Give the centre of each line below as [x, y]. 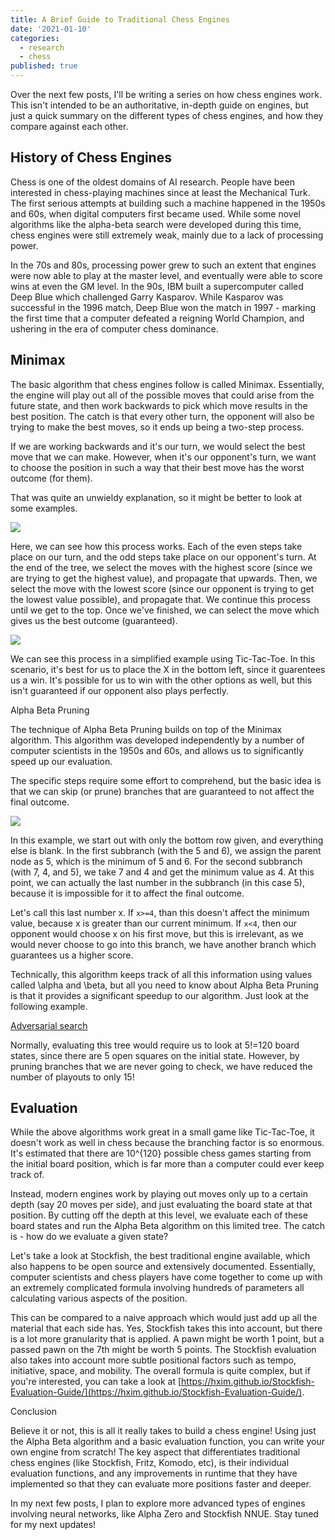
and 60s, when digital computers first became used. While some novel [155, 213]
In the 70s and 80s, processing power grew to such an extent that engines [163, 265]
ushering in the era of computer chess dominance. [114, 328]
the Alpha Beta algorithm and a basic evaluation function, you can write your [167, 1442]
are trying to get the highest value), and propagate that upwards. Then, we [164, 578]
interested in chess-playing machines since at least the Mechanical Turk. [160, 192]
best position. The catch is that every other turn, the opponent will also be [162, 416]
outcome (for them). [51, 478]
